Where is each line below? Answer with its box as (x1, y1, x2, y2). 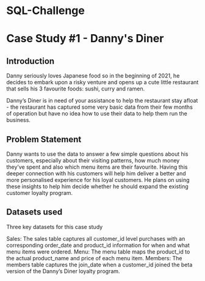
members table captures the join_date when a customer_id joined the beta (6, 261, 193, 268)
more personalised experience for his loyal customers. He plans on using (6, 177, 190, 183)
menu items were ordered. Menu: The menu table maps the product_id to (6, 248, 190, 255)
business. (6, 117, 31, 124)
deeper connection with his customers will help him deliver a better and (6, 170, 186, 177)
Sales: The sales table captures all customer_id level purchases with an (6, 235, 185, 242)
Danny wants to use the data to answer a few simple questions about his (6, 150, 189, 158)
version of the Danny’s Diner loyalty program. (6, 267, 120, 275)
